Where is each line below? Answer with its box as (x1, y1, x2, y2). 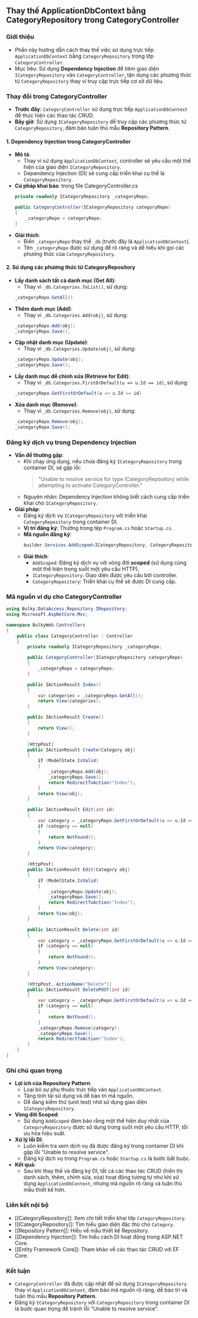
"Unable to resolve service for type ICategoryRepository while (38, 476, 189, 483)
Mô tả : (14, 151, 31, 158)
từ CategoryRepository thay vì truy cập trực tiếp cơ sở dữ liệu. (14, 77, 164, 84)
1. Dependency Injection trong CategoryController (6, 138, 131, 145)
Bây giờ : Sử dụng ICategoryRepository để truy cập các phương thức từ (14, 118, 187, 125)
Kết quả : (14, 1161, 36, 1168)
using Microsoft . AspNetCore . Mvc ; (6, 611, 88, 618)
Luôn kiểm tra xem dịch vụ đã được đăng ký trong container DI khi (23, 1142, 184, 1149)
